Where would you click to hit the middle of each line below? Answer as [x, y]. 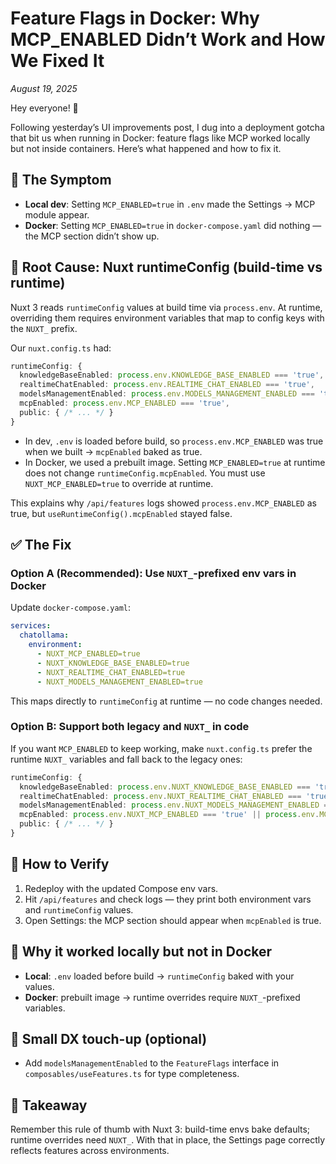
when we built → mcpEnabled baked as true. [113, 451]
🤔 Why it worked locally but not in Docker [141, 952]
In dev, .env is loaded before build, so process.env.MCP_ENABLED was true [174, 441]
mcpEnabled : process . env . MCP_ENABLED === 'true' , [124, 403]
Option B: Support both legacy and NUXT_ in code [130, 727]
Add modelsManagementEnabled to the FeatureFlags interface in [152, 1063]
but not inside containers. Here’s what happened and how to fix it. [146, 148]
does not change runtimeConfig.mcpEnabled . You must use [145, 473]
